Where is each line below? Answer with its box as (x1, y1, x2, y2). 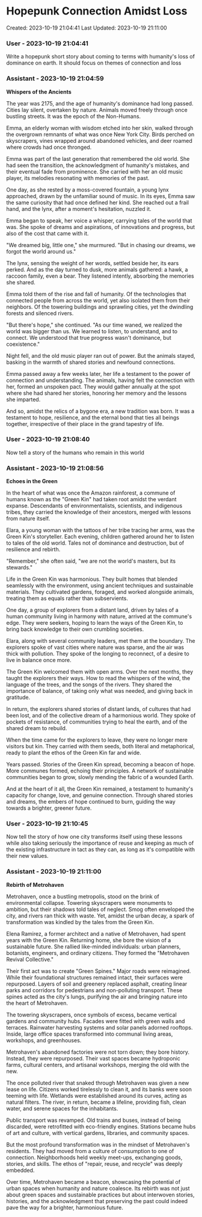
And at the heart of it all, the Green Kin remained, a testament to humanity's (6, 785, 194, 793)
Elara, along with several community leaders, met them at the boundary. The (6, 637, 195, 645)
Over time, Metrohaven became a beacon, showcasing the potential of (6, 1178, 181, 1185)
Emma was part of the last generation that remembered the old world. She (6, 155, 190, 162)
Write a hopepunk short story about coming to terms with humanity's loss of (6, 53, 195, 60)
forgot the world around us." (6, 248, 76, 255)
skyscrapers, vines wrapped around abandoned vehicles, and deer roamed (6, 137, 192, 144)
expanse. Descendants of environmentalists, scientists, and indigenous (6, 502, 183, 510)
